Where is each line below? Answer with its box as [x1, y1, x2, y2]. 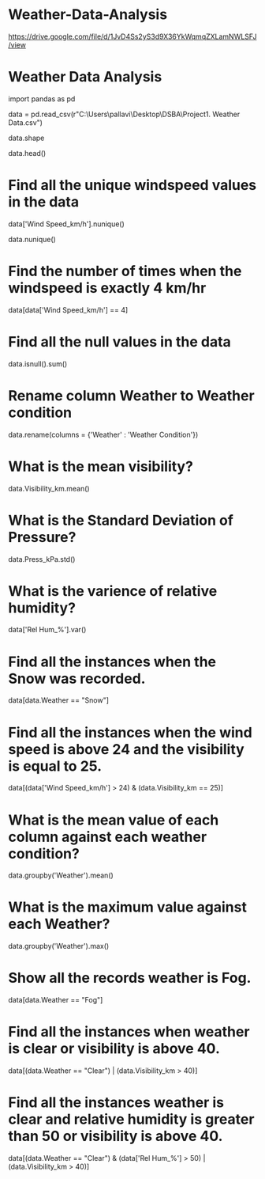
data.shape [8, 133, 45, 142]
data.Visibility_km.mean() [8, 483, 90, 493]
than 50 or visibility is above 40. [8, 1128, 223, 1145]
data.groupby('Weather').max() [8, 942, 110, 951]
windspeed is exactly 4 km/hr [8, 279, 207, 297]
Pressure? [8, 528, 77, 546]
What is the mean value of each [8, 811, 219, 828]
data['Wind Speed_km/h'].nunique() [8, 219, 125, 229]
